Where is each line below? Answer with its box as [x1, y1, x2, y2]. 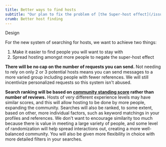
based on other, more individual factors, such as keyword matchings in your [5, 110, 160, 116]
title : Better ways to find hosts [5, 7, 77, 12]
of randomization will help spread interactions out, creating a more [5, 126, 141, 132]
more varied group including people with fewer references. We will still [5, 74, 149, 80]
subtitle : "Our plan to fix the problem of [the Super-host [5, 12, 132, 17]
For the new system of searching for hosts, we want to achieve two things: [5, 39, 157, 45]
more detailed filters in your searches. [5, 136, 83, 142]
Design [5, 30, 20, 36]
